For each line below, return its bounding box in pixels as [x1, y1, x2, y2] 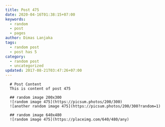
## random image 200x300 [10, 95, 62, 100]
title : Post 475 [5, 7, 39, 13]
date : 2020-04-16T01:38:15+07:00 [5, 12, 75, 17]
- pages [10, 31, 26, 36]
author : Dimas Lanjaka [5, 36, 53, 41]
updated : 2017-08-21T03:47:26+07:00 [5, 68, 82, 73]
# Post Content [10, 82, 42, 87]
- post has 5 [10, 49, 37, 54]
